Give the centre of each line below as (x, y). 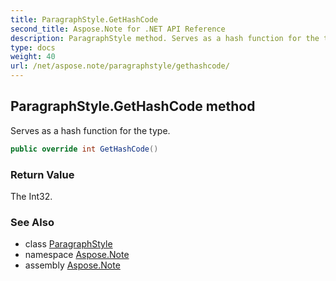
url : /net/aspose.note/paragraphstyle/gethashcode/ (120, 66)
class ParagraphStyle (68, 244)
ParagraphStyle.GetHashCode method (133, 106)
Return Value (42, 174)
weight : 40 (33, 57)
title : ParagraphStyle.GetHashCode (84, 19)
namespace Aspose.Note (77, 255)
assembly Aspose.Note (72, 265)
